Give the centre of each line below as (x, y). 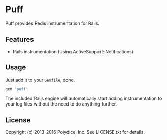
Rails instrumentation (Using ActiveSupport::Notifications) (73, 51)
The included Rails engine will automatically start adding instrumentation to (84, 99)
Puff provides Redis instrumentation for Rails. (53, 23)
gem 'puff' (17, 89)
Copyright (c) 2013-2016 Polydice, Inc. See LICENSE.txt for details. (75, 132)
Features (20, 39)
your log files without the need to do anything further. (61, 104)
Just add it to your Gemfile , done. (40, 80)
